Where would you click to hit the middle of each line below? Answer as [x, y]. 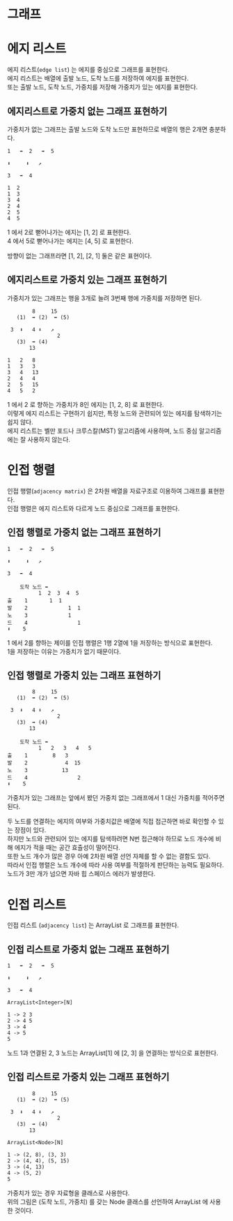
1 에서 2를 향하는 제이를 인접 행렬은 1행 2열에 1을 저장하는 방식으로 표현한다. [110, 642]
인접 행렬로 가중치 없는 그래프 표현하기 [84, 532]
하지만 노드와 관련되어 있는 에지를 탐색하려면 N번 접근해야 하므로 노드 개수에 [111, 839]
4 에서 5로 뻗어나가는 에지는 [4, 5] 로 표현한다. [71, 241]
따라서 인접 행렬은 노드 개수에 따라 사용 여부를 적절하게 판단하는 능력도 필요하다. [116, 865]
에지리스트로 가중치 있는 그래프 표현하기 [87, 280]
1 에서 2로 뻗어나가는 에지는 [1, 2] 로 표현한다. [69, 232]
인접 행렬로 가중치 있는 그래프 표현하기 [84, 675]
